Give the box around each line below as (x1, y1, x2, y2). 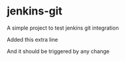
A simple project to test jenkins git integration (7, 24, 119, 31)
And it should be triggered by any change (7, 47, 110, 55)
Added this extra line (7, 36, 58, 43)
